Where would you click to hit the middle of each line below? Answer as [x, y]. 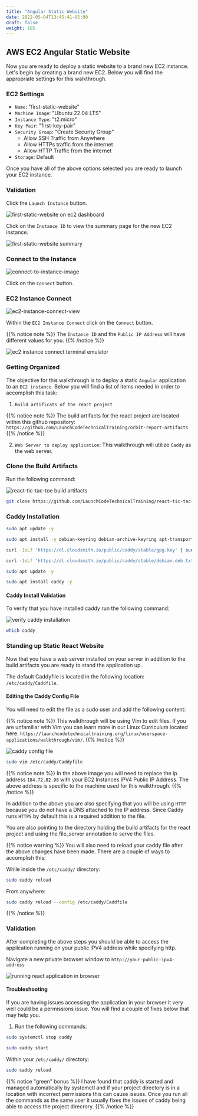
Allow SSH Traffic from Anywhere [64, 138]
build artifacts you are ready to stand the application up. [74, 665]
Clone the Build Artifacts [42, 466]
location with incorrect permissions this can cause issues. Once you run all [97, 1094]
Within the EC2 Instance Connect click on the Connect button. [80, 323]
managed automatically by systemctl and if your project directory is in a [93, 1088]
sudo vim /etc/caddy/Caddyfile [44, 762]
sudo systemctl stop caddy [39, 1037]
